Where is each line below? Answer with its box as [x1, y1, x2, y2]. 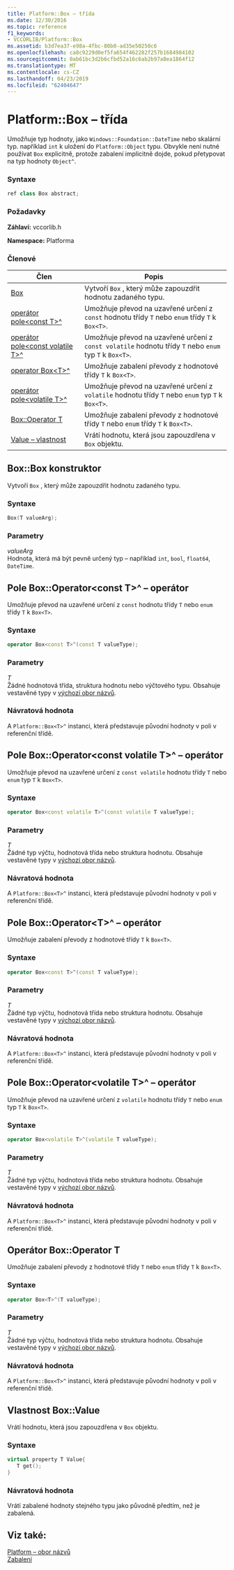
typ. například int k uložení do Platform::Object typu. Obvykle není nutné [7, 142, 219, 151]
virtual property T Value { [7, 1456, 86, 1463]
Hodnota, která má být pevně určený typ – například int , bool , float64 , [7, 555, 211, 563]
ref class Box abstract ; [7, 190, 79, 198]
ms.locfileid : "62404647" [7, 82, 82, 89]
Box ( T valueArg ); [7, 515, 58, 522]
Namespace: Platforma [7, 236, 75, 244]
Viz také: [7, 1529, 47, 1541]
